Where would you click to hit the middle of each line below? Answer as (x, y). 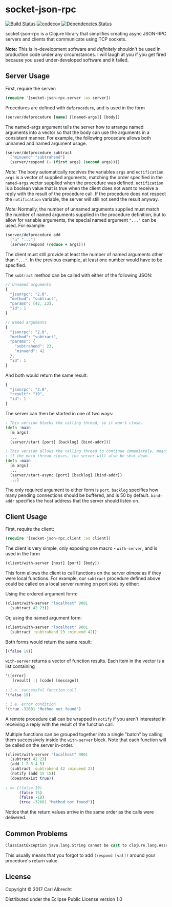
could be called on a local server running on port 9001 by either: (72, 584)
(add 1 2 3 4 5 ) (27, 764)
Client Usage (26, 517)
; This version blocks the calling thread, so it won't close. (74, 423)
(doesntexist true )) (32, 778)
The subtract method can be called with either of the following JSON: (79, 275)
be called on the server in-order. (39, 745)
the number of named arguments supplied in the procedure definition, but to (86, 215)
